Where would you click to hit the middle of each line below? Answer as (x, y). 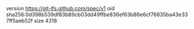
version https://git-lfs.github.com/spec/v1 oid (60, 8)
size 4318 (46, 21)
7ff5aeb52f (20, 21)
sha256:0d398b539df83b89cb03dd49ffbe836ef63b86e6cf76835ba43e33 (97, 14)
